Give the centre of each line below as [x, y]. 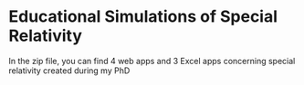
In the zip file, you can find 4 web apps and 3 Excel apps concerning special [152, 61]
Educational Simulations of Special [143, 17]
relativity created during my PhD [69, 71]
